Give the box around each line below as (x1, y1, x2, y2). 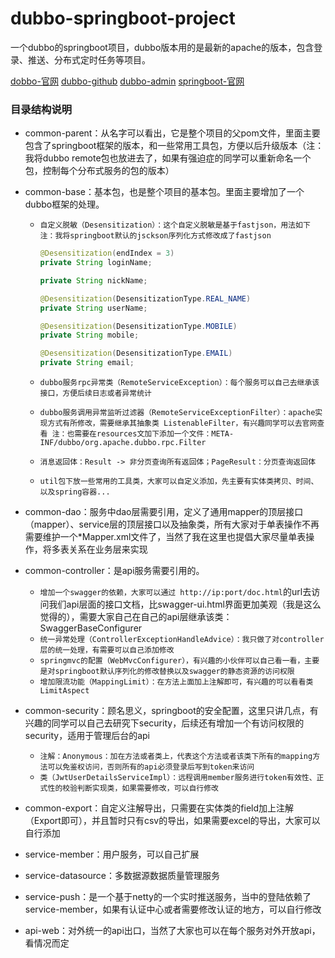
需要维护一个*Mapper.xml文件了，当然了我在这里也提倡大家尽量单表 (24, 531, 307, 543)
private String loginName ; (39, 258, 153, 268)
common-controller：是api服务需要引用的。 (24, 565, 205, 577)
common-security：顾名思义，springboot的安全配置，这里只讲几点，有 (24, 705, 319, 717)
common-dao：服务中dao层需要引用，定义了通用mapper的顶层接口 (24, 506, 304, 518)
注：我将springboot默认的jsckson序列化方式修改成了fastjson (39, 231, 272, 241)
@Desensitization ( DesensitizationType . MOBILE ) (39, 321, 238, 331)
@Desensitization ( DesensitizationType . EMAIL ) (39, 348, 233, 359)
